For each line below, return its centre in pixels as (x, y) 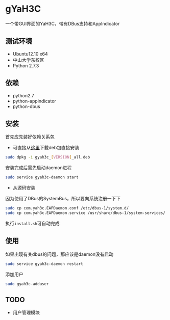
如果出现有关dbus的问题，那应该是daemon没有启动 (59, 254)
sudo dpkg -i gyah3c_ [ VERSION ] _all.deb (48, 157)
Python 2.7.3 (26, 65)
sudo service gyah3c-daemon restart (44, 264)
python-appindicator (34, 101)
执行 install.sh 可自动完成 (32, 223)
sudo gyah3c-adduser (27, 284)
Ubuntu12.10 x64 (30, 54)
